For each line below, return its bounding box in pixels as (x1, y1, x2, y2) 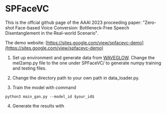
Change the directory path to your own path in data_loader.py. (12, 75, 140, 81)
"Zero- (142, 19, 157, 25)
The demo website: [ (5, 39, 48, 45)
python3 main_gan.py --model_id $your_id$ (5, 94, 94, 99)
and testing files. (12, 65, 47, 71)
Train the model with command (12, 84, 76, 90)
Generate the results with (12, 103, 65, 109)
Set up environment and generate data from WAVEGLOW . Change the (12, 54, 155, 60)
